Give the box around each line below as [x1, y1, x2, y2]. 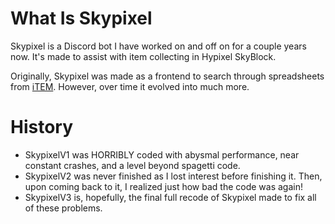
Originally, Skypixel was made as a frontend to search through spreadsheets [10, 70, 325, 82]
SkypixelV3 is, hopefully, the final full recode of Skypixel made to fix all [24, 191, 317, 203]
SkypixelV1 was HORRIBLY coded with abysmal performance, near [24, 148, 300, 161]
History [10, 116, 74, 139]
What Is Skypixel [10, 7, 153, 30]
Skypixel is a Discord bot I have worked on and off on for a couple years [10, 40, 307, 52]
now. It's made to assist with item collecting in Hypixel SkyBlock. [10, 50, 277, 62]
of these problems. [24, 202, 103, 214]
